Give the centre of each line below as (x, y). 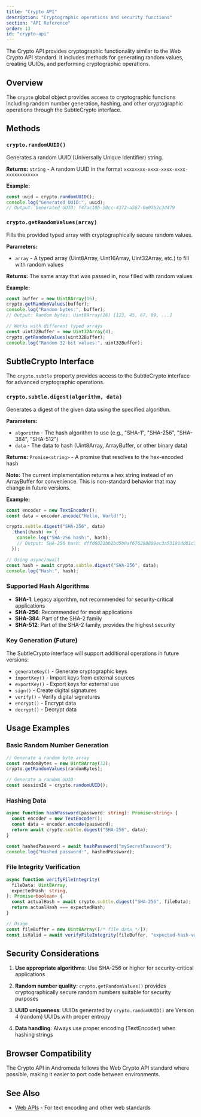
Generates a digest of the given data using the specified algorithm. (89, 409)
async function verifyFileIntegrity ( (53, 879)
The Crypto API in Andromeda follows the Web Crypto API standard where (98, 1068)
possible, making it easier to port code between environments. (83, 1074)
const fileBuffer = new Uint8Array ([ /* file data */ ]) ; (77, 929)
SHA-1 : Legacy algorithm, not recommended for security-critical (94, 599)
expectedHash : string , (40, 890)
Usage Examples (38, 728)
